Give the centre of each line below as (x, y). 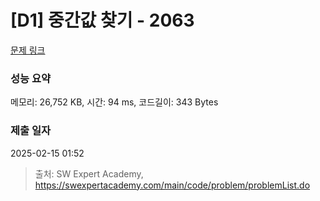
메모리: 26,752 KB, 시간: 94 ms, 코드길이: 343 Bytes (114, 102)
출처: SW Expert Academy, (89, 173)
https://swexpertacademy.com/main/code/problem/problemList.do (172, 185)
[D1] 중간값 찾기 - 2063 (102, 20)
